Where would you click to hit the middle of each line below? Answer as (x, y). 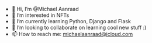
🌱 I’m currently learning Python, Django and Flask (71, 21)
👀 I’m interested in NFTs (40, 15)
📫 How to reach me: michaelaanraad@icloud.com (72, 34)
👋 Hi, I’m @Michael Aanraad (45, 9)
